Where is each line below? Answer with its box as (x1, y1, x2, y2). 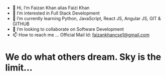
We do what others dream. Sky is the (5, 51, 161, 63)
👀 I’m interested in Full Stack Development (12, 10, 100, 16)
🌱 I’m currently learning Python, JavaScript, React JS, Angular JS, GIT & (12, 16, 161, 21)
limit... (5, 62, 33, 73)
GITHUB (12, 21, 30, 27)
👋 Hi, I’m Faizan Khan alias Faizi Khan (12, 5, 90, 11)
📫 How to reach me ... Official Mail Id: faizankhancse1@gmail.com (12, 32, 150, 38)
